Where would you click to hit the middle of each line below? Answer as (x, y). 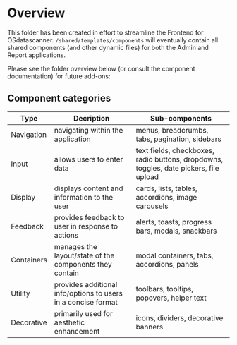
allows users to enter (89, 159)
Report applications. (36, 55)
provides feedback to (89, 217)
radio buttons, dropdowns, (180, 159)
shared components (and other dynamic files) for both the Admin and (108, 47)
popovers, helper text (171, 298)
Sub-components (181, 118)
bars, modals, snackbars (176, 231)
